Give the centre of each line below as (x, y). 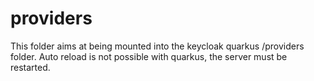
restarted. (30, 67)
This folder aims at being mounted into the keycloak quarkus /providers (157, 46)
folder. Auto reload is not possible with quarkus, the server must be (149, 56)
